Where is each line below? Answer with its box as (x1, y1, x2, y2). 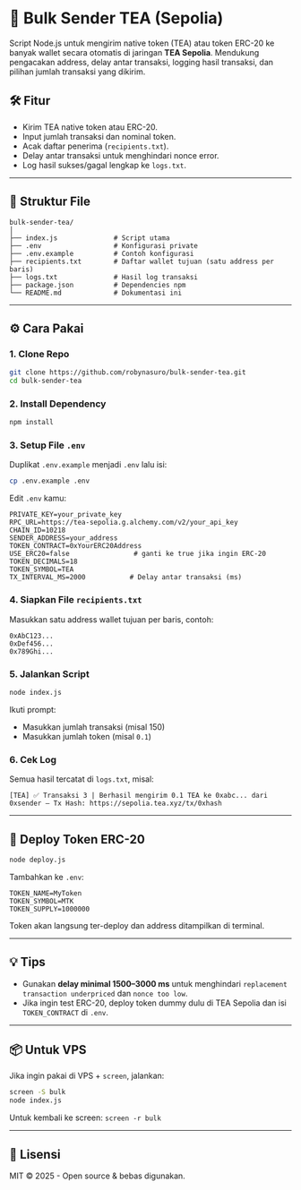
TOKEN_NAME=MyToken (9, 888, 82, 898)
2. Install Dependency (9, 398, 107, 410)
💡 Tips (9, 955, 47, 970)
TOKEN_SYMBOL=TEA (9, 565, 74, 574)
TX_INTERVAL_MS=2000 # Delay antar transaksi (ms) (9, 573, 243, 582)
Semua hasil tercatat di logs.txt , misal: (9, 774, 154, 784)
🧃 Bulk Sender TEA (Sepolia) (9, 8, 224, 29)
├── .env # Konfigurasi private (9, 241, 199, 250)
